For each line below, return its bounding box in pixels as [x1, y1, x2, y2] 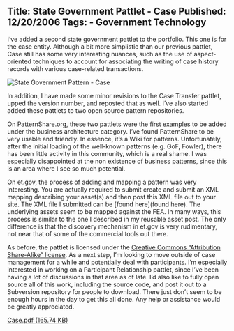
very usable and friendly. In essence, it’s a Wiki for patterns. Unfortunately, [7, 134, 222, 143]
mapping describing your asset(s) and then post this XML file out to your [7, 192, 217, 201]
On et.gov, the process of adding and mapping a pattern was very [7, 178, 197, 186]
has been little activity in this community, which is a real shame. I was [7, 149, 207, 157]
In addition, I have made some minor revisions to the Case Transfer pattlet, [7, 91, 222, 100]
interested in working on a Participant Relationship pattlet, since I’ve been [7, 265, 219, 274]
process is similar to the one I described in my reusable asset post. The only [7, 215, 226, 223]
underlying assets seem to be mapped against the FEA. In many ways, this [7, 207, 221, 215]
